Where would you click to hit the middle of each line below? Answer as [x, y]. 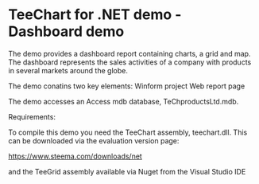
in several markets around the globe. [68, 70]
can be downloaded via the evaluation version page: [94, 140]
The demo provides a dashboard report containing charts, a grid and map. [129, 53]
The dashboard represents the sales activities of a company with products [130, 62]
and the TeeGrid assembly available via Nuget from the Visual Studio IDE [127, 171]
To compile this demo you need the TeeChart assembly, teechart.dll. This [128, 132]
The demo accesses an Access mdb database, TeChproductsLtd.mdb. [124, 101]
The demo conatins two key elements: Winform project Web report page [127, 86]
